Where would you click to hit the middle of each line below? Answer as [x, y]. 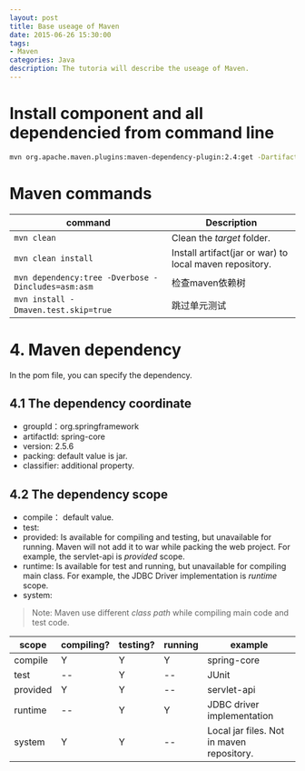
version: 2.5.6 [48, 446]
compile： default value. [68, 517]
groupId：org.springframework [80, 426]
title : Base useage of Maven [64, 26]
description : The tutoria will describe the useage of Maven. [129, 69]
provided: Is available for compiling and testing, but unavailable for [147, 537]
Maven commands [81, 193]
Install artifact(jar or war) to [230, 253]
